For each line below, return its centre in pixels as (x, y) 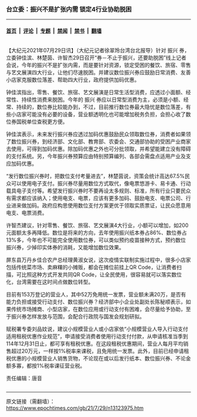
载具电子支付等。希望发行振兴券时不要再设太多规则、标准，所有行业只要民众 (98, 191)
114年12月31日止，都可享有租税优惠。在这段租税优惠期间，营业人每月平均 (95, 343)
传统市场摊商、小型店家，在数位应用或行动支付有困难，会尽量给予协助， (98, 309)
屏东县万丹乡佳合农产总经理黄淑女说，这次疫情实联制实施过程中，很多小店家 (98, 259)
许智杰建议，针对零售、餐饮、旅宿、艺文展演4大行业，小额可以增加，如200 (97, 225)
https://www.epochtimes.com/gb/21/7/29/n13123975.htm (75, 408)
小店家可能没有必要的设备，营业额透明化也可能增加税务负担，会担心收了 (98, 114)
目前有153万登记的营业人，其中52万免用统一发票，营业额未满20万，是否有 (96, 294)
